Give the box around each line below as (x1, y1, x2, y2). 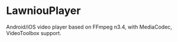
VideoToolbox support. (6, 29, 62, 36)
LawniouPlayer (6, 4, 81, 17)
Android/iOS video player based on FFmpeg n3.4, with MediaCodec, (6, 23, 173, 30)
